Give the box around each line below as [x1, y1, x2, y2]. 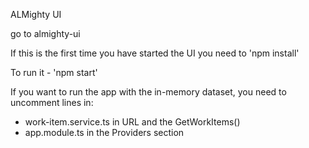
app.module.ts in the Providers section [24, 127, 185, 138]
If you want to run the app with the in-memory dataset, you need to [10, 86, 287, 98]
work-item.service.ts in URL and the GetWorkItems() [24, 116, 241, 128]
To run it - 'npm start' [10, 67, 98, 78]
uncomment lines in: [10, 97, 94, 108]
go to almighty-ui [10, 28, 81, 39]
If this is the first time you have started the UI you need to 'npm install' [10, 47, 300, 59]
